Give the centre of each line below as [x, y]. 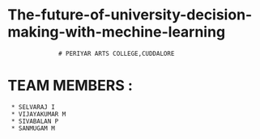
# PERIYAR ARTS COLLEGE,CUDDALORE [117, 53]
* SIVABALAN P [35, 121]
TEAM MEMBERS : [70, 86]
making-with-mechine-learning [117, 32]
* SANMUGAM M [33, 128]
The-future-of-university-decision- [130, 15]
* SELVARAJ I [33, 107]
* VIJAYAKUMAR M [38, 114]
